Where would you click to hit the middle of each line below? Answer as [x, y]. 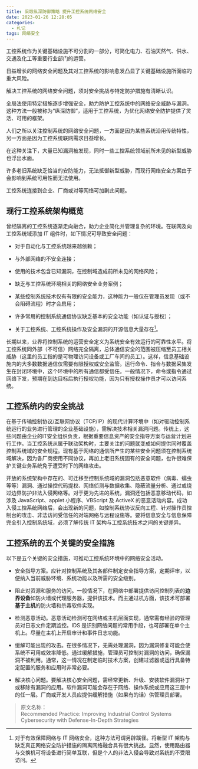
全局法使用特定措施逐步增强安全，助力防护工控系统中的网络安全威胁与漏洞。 [99, 103]
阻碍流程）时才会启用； [48, 303]
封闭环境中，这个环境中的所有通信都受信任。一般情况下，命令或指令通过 [104, 371]
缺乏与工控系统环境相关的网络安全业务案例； [69, 283]
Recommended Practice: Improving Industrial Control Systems [96, 714]
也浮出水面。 [22, 158]
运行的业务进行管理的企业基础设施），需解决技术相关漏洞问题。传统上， [98, 429]
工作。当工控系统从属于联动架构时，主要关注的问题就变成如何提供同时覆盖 [101, 444]
